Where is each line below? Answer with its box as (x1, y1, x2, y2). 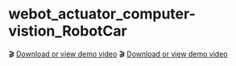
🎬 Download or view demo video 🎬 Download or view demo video (8, 49, 228, 59)
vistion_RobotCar (8, 22, 127, 40)
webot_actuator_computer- (8, 5, 196, 23)
